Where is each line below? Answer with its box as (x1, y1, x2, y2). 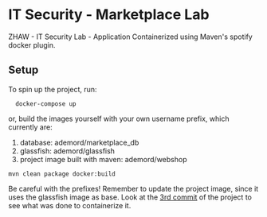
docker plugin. (8, 40, 56, 49)
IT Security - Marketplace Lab (8, 6, 210, 24)
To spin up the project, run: (8, 84, 97, 94)
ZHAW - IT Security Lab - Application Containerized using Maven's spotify (8, 32, 253, 41)
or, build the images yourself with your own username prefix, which (8, 114, 230, 123)
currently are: (8, 122, 53, 132)
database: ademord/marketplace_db (19, 138, 139, 147)
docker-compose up (15, 99, 77, 108)
